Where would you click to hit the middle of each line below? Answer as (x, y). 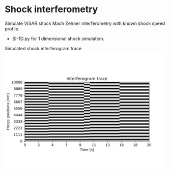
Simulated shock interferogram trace (43, 48)
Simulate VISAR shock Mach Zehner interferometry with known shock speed (85, 23)
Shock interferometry (51, 9)
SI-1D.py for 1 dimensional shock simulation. (58, 39)
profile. (12, 28)
